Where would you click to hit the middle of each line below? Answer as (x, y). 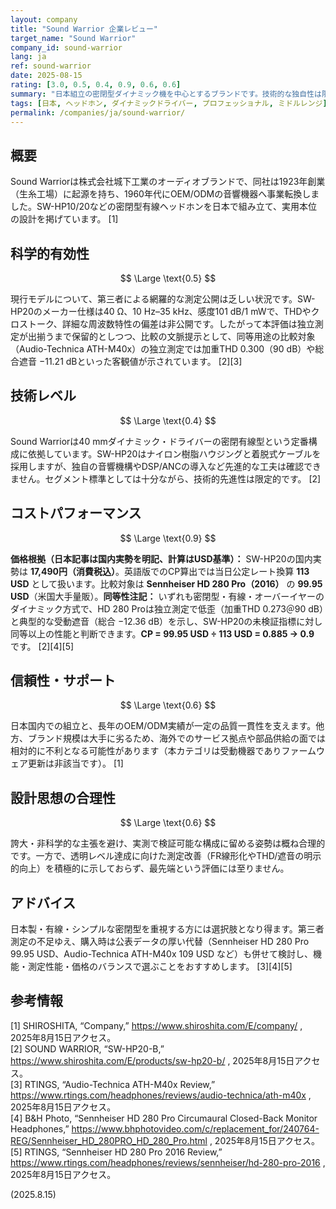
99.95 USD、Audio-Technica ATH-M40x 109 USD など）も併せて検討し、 (162, 954)
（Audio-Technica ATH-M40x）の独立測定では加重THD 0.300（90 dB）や (163, 349)
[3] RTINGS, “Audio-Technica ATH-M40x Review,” (113, 1084)
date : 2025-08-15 (46, 76)
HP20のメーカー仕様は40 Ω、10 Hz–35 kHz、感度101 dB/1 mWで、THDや (161, 311)
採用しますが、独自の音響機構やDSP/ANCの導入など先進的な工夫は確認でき (166, 466)
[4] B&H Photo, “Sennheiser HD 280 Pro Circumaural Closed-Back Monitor (164, 1118)
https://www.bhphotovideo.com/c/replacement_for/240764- (195, 1128)
